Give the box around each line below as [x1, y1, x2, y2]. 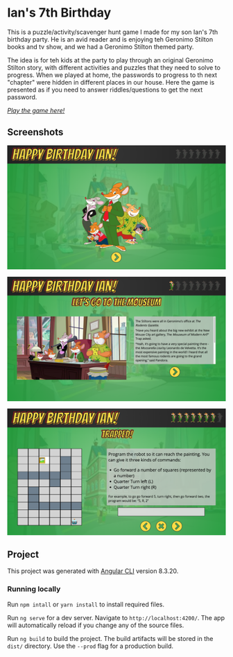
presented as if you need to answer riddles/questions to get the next [7, 85, 203, 94]
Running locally [7, 584, 61, 594]
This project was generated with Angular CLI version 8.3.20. [7, 567, 179, 575]
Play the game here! [7, 106, 65, 114]
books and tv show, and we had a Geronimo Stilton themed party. [7, 42, 194, 51]
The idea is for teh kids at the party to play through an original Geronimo [7, 56, 214, 64]
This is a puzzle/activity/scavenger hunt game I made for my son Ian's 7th [7, 28, 218, 36]
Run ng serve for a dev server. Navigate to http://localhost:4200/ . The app [7, 613, 225, 622]
